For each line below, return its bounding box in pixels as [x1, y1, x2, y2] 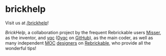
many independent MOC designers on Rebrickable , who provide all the [5, 40, 151, 46]
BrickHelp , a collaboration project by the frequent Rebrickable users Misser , [5, 29, 161, 35]
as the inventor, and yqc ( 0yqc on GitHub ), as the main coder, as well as [5, 35, 153, 41]
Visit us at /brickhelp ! [5, 20, 49, 26]
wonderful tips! [5, 45, 36, 51]
